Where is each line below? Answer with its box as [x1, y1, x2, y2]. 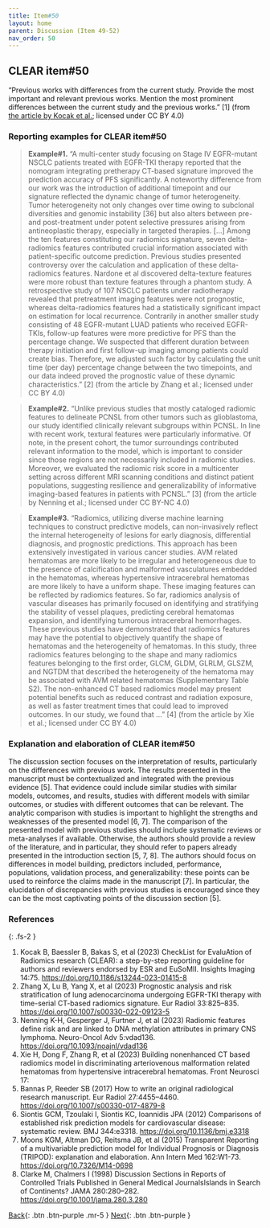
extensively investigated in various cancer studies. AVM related [27, 547, 239, 557]
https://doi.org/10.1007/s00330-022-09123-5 [19, 1006, 170, 1017]
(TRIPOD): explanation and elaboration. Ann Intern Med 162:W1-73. [19, 1152, 241, 1161]
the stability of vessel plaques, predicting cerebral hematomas [27, 608, 235, 617]
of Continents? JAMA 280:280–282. [19, 1186, 140, 1196]
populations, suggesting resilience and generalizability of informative [27, 481, 257, 490]
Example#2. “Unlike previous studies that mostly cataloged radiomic [27, 403, 256, 414]
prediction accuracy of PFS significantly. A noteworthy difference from [27, 174, 262, 185]
